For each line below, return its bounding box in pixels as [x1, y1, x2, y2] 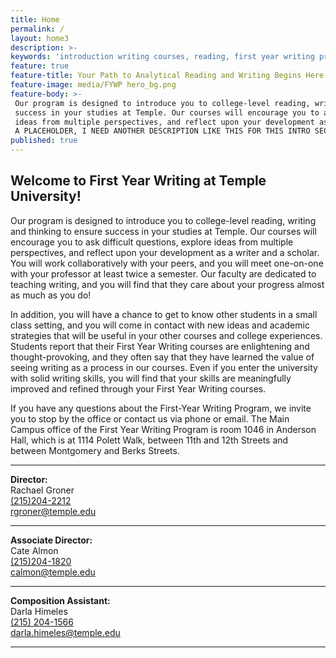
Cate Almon [10, 544, 59, 556]
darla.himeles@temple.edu [10, 626, 121, 638]
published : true [10, 136, 78, 146]
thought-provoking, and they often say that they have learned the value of [10, 351, 315, 363]
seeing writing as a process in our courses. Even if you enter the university [10, 361, 318, 373]
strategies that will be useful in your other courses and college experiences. [10, 329, 323, 341]
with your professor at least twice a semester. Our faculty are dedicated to [10, 267, 317, 280]
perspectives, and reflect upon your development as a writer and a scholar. [10, 246, 320, 258]
